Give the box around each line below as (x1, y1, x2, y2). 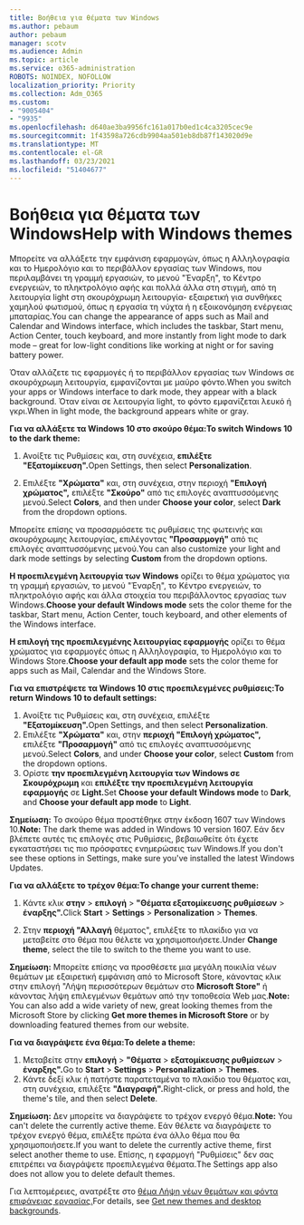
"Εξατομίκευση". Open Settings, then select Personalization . (22, 460, 252, 472)
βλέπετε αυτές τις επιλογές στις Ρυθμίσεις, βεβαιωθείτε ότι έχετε (9, 833, 260, 844)
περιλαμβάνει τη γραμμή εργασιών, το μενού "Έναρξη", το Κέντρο (9, 273, 261, 284)
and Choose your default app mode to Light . (22, 797, 192, 808)
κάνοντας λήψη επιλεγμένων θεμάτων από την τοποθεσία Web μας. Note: (9, 990, 290, 1002)
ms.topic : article (9, 55, 79, 64)
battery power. (9, 350, 64, 361)
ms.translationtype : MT (9, 140, 100, 149)
